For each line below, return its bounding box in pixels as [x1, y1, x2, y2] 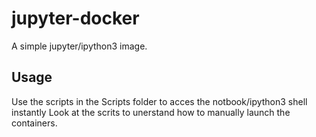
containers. [11, 117, 58, 129]
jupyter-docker [11, 7, 140, 30]
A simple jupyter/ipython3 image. [11, 40, 148, 52]
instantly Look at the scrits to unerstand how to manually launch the [11, 106, 291, 118]
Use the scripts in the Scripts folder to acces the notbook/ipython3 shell [11, 95, 308, 107]
